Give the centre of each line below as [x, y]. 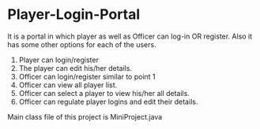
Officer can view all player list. [68, 85]
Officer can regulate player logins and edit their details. [108, 101]
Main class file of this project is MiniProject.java [85, 116]
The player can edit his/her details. [75, 68]
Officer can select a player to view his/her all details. [104, 93]
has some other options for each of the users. [82, 44]
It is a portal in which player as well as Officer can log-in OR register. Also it [130, 36]
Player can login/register [59, 60]
